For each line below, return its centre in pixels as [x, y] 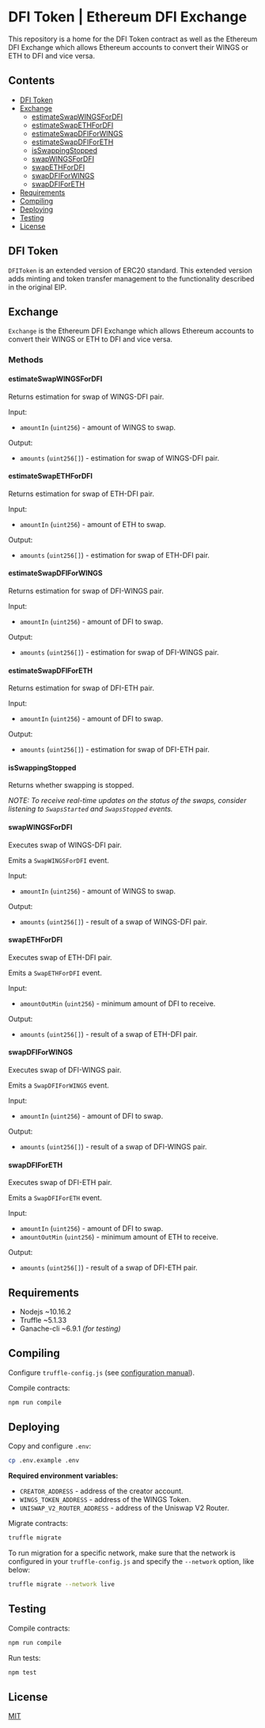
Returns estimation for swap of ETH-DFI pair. [81, 493]
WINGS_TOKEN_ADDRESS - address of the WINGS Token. [105, 1500]
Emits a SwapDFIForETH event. [55, 1198]
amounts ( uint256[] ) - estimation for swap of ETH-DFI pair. [114, 555]
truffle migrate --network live [61, 1585]
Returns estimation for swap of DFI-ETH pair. [81, 688]
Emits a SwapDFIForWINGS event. [59, 1085]
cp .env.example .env [44, 1461]
